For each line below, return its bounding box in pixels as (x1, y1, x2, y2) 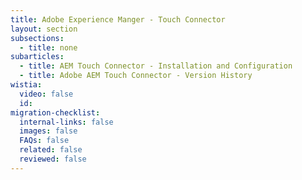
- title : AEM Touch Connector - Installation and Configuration (19, 61, 293, 71)
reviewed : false (19, 154, 87, 164)
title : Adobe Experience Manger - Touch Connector (10, 14, 226, 25)
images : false (19, 126, 78, 136)
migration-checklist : (10, 107, 101, 118)
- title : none (19, 42, 78, 53)
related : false (19, 145, 83, 155)
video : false (19, 89, 74, 99)
